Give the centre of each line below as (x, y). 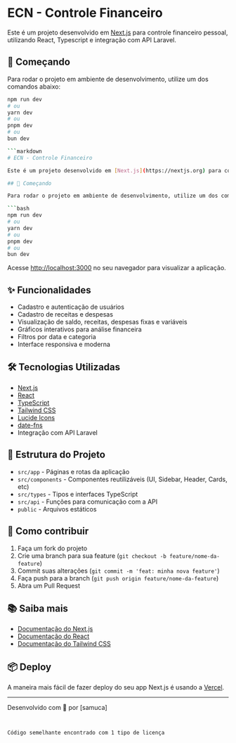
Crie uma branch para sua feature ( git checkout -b (92, 555)
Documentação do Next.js (55, 629)
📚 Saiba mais (38, 608)
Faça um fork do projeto (52, 548)
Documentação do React (53, 636)
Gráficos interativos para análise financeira (79, 329)
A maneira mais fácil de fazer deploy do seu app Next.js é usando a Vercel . (116, 687)
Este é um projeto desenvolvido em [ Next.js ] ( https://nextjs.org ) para (114, 170)
